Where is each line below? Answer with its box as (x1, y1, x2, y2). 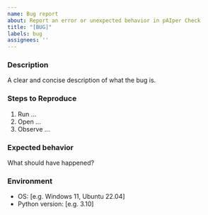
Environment (7, 176, 53, 186)
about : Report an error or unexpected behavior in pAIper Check (7, 17, 201, 24)
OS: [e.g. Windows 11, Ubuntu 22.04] (17, 192, 125, 201)
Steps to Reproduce (7, 93, 77, 103)
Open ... (17, 117, 41, 126)
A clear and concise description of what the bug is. (7, 76, 156, 85)
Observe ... (17, 124, 50, 133)
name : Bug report (7, 10, 59, 18)
